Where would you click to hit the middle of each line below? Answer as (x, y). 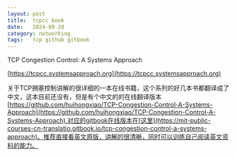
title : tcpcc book (36, 20)
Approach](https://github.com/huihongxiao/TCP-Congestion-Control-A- (112, 112)
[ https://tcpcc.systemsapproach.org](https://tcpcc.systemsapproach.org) (114, 74)
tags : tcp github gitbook (49, 40)
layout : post (26, 14)
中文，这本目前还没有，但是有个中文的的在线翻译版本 (85, 97)
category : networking (39, 33)
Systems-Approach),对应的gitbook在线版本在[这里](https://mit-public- (109, 121)
